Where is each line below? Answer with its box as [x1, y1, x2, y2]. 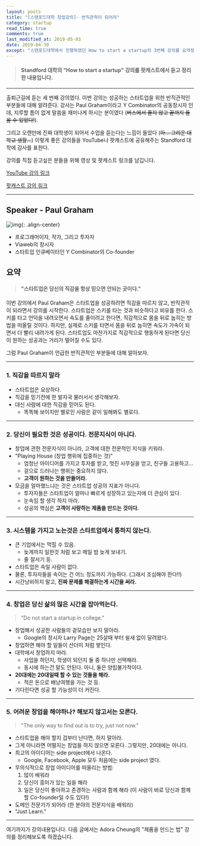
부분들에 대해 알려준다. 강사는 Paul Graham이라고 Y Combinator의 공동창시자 [6, 101, 187, 108]
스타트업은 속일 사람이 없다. [14, 564, 79, 571]
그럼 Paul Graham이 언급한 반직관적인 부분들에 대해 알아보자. [6, 349, 149, 356]
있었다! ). [18, 116, 39, 123]
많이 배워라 [23, 771, 49, 778]
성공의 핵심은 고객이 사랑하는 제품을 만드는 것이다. [23, 504, 139, 511]
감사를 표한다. [17, 144, 49, 151]
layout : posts [6, 8, 42, 15]
